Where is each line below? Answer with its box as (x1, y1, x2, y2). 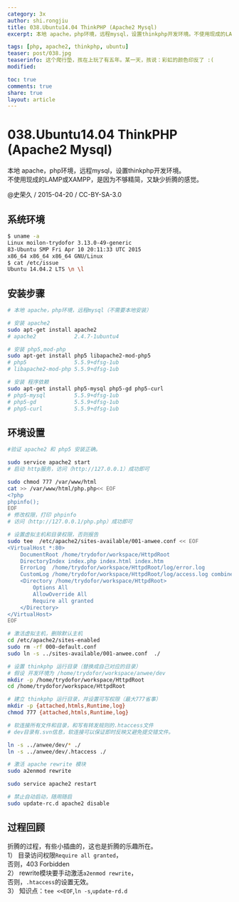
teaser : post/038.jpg (7, 50, 72, 57)
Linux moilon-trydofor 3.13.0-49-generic (7, 239, 132, 246)
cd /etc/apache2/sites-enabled (7, 637, 100, 644)
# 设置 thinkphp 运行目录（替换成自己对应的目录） (7, 663, 141, 670)
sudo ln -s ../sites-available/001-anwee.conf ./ (7, 650, 161, 657)
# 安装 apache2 (7, 319, 51, 327)
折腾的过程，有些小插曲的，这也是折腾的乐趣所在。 (7, 841, 157, 850)
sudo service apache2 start (7, 459, 91, 466)
